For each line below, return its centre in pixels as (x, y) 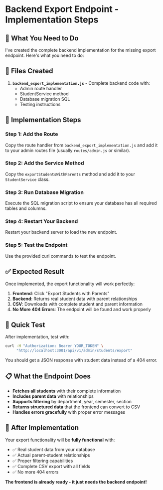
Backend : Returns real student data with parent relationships (75, 299)
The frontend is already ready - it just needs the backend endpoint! (76, 482)
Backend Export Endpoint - (62, 9)
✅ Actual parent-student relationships (51, 455)
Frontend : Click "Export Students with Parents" (61, 293)
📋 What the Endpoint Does (48, 377)
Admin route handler (41, 88)
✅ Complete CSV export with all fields (51, 466)
